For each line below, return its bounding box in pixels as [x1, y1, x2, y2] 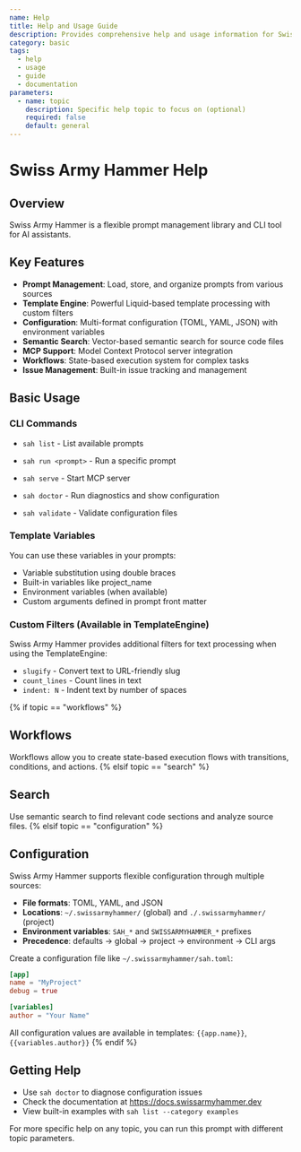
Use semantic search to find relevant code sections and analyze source [9, 810, 274, 821]
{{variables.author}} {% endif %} [9, 1036, 138, 1047]
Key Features [9, 255, 85, 270]
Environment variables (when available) [21, 586, 168, 597]
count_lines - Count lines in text [21, 675, 142, 686]
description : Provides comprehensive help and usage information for [9, 30, 275, 39]
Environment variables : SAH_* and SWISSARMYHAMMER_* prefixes [21, 925, 253, 937]
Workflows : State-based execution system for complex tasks [21, 355, 249, 366]
